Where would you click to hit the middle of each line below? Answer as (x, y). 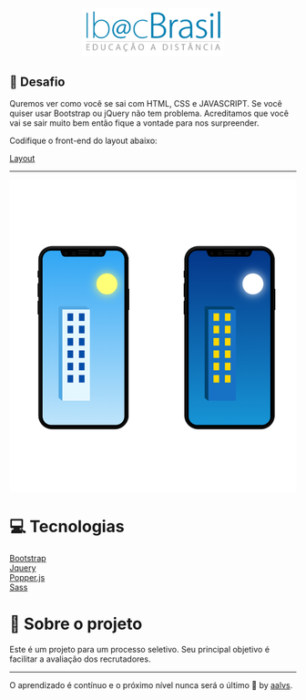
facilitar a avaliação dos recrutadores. (80, 659)
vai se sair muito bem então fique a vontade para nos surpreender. (134, 123)
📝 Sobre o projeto (76, 624)
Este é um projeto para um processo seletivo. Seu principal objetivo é (140, 649)
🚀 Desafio (37, 82)
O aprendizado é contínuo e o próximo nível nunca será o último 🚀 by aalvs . (151, 685)
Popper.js (27, 577)
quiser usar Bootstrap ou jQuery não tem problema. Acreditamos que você (149, 113)
